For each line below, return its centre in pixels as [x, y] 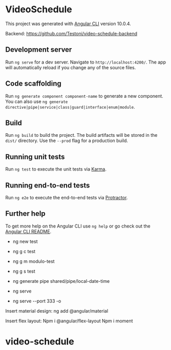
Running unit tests [35, 157]
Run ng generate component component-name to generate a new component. [84, 96]
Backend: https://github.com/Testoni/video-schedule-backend [71, 33]
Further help [26, 214]
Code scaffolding [33, 84]
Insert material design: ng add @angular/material [57, 311]
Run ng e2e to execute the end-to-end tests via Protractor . [67, 198]
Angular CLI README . [28, 231]
